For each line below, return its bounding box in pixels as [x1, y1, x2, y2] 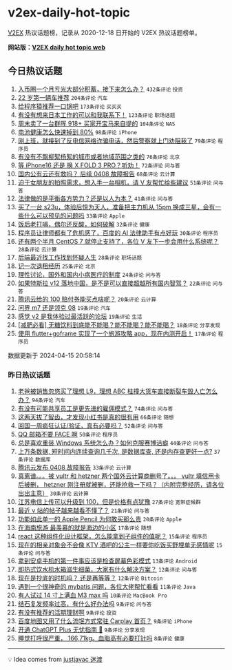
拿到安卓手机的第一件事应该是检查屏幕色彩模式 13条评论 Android [17, 556, 198, 565]
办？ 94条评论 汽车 [17, 396, 66, 404]
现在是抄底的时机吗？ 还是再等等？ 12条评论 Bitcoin [17, 574, 163, 583]
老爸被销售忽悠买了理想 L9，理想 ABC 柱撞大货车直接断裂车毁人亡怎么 [17, 387, 218, 395]
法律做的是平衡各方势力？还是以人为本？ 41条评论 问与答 [17, 194, 173, 202]
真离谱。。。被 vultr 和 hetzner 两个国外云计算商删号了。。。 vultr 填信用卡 [17, 472, 221, 480]
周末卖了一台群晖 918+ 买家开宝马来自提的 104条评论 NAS [17, 119, 176, 127]
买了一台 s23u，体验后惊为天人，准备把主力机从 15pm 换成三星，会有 [17, 202, 215, 211]
